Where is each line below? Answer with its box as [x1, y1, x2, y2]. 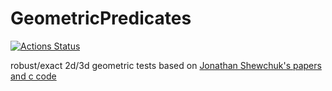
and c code [10, 70, 57, 82]
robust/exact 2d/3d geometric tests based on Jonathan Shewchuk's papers [10, 59, 322, 71]
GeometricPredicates [10, 7, 192, 30]
